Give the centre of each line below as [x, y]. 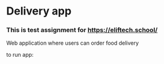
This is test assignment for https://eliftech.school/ [82, 30]
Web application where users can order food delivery [73, 43]
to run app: [20, 55]
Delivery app [39, 11]
